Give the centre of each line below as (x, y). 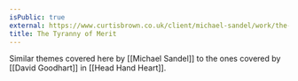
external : (27, 26)
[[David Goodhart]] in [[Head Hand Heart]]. (88, 68)
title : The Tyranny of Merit (63, 33)
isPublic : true (37, 17)
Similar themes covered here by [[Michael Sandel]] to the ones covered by (145, 59)
